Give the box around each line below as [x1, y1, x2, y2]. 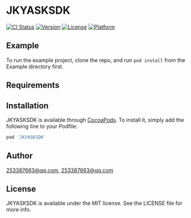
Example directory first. [6, 63, 64, 70]
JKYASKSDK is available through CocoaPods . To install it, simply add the [6, 116, 184, 123]
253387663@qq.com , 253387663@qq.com [6, 167, 114, 174]
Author [6, 151, 33, 161]
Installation [6, 100, 49, 110]
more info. [6, 206, 32, 213]
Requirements [6, 80, 60, 90]
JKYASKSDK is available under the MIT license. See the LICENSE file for [6, 199, 183, 207]
